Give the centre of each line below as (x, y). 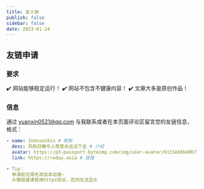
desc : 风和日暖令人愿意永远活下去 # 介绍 (58, 146)
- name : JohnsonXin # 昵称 (39, 141)
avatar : (22, 152)
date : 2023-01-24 (28, 29)
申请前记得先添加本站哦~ (38, 174)
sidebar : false (25, 23)
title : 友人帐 (23, 12)
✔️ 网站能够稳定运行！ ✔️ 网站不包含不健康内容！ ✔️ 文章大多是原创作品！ (97, 88)
